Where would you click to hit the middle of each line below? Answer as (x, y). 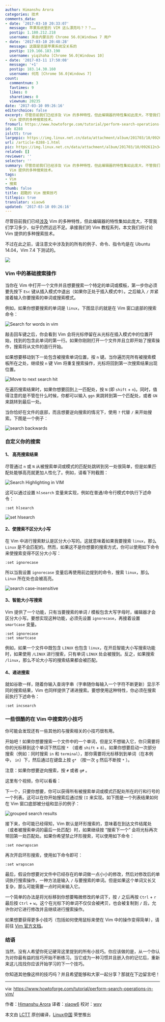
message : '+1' (24, 65)
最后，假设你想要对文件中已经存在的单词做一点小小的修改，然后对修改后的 (80, 874)
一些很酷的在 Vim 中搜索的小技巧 (44, 719)
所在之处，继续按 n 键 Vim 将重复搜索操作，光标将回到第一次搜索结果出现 (83, 363)
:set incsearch (21, 706)
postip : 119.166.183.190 (35, 51)
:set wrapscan (20, 864)
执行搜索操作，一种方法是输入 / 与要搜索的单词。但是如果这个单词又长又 (82, 880)
